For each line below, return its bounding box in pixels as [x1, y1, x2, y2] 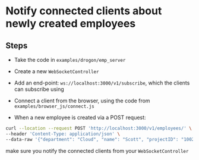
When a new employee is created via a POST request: [14, 114, 146, 121]
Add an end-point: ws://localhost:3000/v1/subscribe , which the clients [14, 79, 190, 86]
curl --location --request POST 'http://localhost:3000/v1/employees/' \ [5, 126, 192, 131]
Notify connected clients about [5, 4, 162, 18]
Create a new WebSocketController [14, 68, 99, 75]
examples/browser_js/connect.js [14, 103, 94, 109]
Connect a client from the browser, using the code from [14, 97, 150, 104]
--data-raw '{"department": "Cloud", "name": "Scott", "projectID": [5, 136, 179, 142]
